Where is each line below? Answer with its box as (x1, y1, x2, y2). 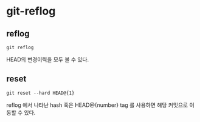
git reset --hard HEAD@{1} (6, 90, 75, 96)
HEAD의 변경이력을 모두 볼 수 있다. (6, 56, 89, 63)
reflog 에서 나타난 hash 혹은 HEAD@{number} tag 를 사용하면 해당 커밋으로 (6, 101, 188, 109)
